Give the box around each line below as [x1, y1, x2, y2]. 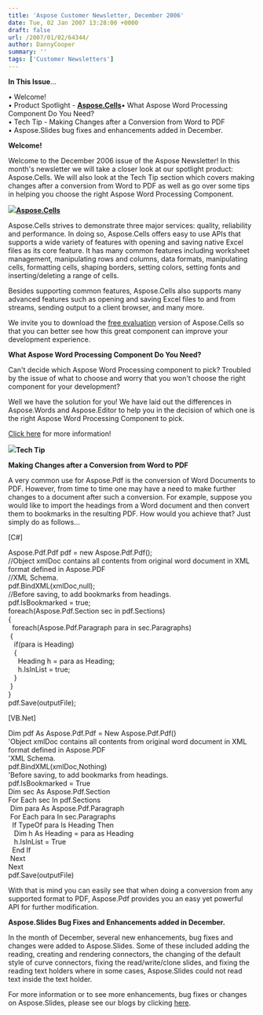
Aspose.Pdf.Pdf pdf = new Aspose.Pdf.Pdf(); [8, 548, 153, 557]
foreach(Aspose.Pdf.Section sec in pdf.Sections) [8, 606, 166, 615]
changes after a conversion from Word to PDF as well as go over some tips [8, 181, 250, 190]
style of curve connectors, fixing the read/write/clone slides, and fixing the [8, 958, 250, 967]
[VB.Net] [8, 713, 37, 723]
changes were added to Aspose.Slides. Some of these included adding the [8, 940, 250, 951]
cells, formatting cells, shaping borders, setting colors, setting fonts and [8, 262, 241, 272]
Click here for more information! [8, 429, 111, 438]
